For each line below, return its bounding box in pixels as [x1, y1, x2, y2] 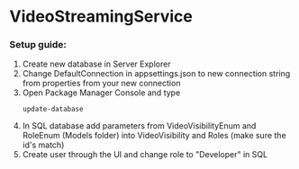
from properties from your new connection [22, 78, 181, 89]
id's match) [22, 139, 65, 150]
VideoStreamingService [9, 6, 194, 27]
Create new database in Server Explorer [22, 58, 171, 69]
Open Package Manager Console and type [22, 87, 181, 98]
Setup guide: [9, 39, 68, 51]
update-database [22, 105, 84, 114]
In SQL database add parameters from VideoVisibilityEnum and [22, 120, 257, 131]
